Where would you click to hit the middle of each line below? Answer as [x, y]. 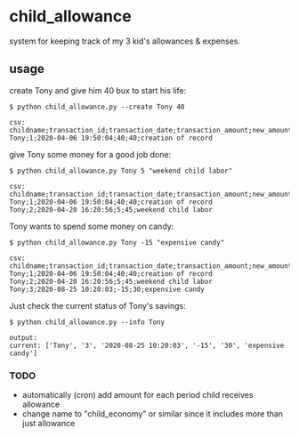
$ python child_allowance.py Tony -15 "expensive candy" [117, 242]
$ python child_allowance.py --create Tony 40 [97, 107]
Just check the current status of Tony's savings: [97, 305]
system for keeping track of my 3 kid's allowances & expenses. [125, 41]
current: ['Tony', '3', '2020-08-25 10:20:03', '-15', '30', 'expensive [147, 345]
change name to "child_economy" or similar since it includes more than [152, 414]
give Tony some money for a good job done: [90, 154]
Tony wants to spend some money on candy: [92, 226]
